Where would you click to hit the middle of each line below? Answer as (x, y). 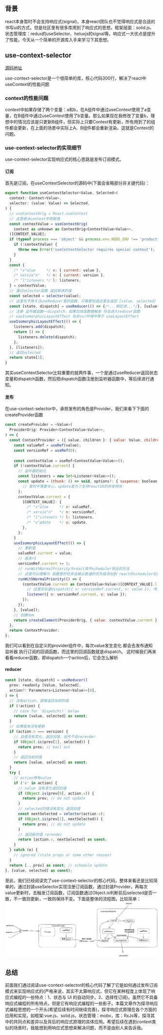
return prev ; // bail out (44, 747)
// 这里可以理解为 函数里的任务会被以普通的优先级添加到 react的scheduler (86, 574)
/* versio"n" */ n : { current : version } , (59, 275)
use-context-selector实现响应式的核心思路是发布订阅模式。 (65, 159)
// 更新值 (27, 548)
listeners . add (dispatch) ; (40, 327)
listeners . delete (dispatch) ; (47, 337)
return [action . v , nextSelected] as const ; (63, 840)
